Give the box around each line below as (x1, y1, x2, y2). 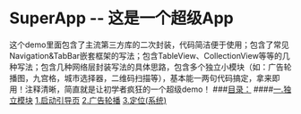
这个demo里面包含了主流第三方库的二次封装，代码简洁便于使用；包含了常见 (9, 39, 289, 50)
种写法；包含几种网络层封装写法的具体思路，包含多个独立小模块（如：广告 (9, 61, 284, 72)
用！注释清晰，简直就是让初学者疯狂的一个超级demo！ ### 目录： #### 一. (9, 84, 284, 94)
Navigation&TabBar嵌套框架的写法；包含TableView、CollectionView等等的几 (9, 50, 291, 61)
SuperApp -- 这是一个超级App (9, 8, 235, 28)
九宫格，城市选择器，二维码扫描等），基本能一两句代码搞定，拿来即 (32, 72, 280, 83)
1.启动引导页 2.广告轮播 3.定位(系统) (34, 94, 168, 105)
